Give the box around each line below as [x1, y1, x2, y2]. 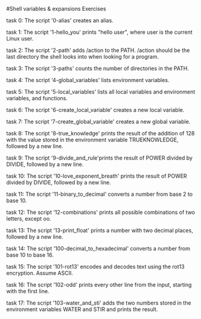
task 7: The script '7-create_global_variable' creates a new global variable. [6, 118, 191, 125]
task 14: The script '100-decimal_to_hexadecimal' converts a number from [6, 245, 190, 252]
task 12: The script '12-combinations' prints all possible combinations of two [6, 208, 196, 216]
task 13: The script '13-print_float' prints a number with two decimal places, [6, 227, 193, 234]
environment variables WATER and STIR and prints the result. [6, 306, 158, 313]
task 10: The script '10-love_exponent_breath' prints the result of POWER [6, 172, 187, 179]
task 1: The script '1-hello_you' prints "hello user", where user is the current [6, 28, 193, 36]
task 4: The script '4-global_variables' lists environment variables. [6, 77, 170, 83]
